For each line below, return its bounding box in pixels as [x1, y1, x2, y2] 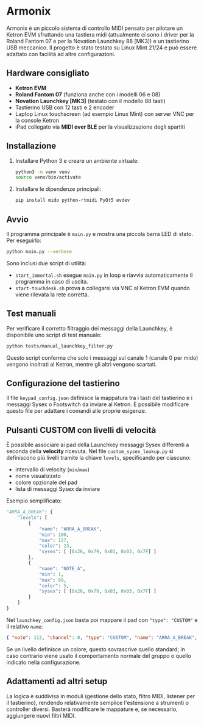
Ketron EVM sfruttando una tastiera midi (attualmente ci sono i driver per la [6, 30, 194, 38]
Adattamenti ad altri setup [6, 676, 108, 687]
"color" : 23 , [38, 543, 72, 549]
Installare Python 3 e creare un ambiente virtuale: [15, 157, 139, 164]
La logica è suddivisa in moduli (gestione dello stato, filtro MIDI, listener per [6, 692, 195, 699]
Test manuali [6, 309, 57, 319]
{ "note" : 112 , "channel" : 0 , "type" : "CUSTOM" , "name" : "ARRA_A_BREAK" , [6, 634, 198, 641]
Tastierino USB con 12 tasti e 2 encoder [15, 104, 114, 111]
